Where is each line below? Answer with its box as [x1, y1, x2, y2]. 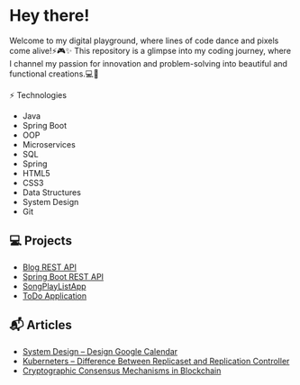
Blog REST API [22, 262, 77, 273]
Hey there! [9, 5, 90, 26]
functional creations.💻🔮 [9, 68, 99, 79]
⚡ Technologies [9, 89, 68, 100]
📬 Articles [9, 318, 72, 333]
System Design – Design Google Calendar [22, 345, 178, 356]
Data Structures [22, 186, 81, 198]
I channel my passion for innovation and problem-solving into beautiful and [9, 58, 288, 68]
